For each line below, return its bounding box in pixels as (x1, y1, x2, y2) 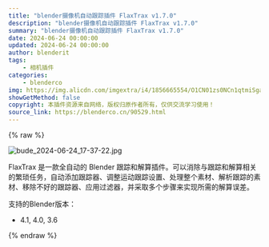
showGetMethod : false (8, 94, 81, 102)
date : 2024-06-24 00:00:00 (8, 34, 98, 42)
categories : (8, 71, 48, 79)
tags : (8, 57, 26, 65)
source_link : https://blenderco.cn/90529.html (8, 109, 167, 117)
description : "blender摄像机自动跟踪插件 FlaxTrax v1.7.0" (8, 19, 199, 27)
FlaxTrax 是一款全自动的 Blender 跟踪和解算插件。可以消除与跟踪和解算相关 (8, 162, 258, 172)
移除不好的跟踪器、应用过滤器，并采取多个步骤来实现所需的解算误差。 (22, 182, 254, 192)
